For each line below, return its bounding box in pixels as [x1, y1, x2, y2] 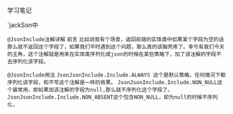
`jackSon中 [7, 21, 39, 29]
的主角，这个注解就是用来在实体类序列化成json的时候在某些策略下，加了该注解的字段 [7, 51, 217, 58]
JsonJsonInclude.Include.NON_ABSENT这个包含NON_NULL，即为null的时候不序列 [7, 94, 218, 101]
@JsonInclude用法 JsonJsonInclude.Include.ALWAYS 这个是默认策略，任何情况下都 [7, 72, 226, 79]
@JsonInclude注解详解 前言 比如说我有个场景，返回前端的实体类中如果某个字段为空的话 [7, 36, 225, 43]
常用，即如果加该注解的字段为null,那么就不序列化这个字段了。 [17, 86, 173, 93]
